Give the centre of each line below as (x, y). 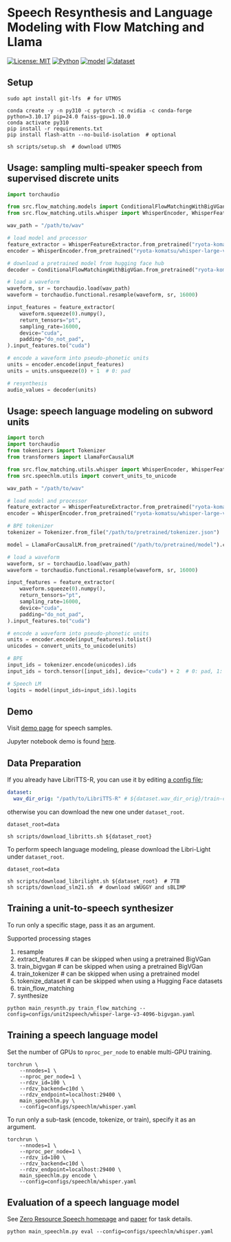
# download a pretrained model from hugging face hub (86, 263)
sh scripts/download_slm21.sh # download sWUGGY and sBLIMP (97, 887)
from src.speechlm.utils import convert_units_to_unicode (92, 476)
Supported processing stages (49, 938)
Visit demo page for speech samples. (60, 728)
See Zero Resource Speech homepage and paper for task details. (100, 1219)
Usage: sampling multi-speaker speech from (105, 168)
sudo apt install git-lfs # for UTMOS (64, 98)
